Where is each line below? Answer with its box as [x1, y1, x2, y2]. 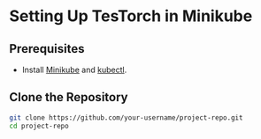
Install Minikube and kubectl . [21, 64, 127, 75]
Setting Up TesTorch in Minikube [9, 6, 253, 26]
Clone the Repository [9, 90, 128, 105]
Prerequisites [9, 41, 85, 56]
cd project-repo [9, 121, 69, 130]
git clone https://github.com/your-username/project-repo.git [9, 113, 243, 122]
